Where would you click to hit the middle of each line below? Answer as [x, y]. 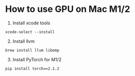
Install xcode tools [31, 23]
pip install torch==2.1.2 [32, 69]
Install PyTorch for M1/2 [37, 59]
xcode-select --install [30, 32]
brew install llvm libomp [32, 50]
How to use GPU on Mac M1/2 [68, 9]
